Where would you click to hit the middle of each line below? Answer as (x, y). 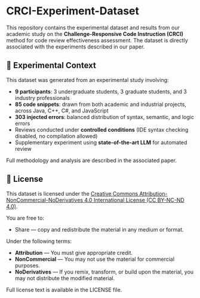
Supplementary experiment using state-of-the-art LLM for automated (101, 142)
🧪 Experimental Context (51, 66)
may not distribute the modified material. (65, 278)
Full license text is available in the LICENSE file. (64, 290)
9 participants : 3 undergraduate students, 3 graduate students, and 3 (101, 92)
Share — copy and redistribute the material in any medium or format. (99, 229)
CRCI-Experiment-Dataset (73, 11)
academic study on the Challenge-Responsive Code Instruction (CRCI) (95, 34)
